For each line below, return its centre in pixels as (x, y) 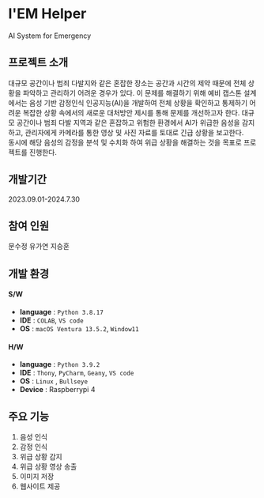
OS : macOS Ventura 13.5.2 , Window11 (79, 328)
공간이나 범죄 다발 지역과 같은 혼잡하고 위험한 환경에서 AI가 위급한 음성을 (128, 123)
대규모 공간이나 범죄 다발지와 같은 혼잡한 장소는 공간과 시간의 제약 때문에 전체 (127, 83)
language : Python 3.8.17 (62, 311)
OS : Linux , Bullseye (54, 381)
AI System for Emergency (50, 36)
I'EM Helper (47, 14)
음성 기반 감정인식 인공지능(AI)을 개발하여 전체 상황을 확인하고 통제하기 (138, 103)
